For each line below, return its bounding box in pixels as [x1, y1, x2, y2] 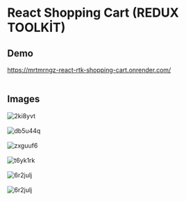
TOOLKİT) [7, 19, 66, 35]
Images [7, 93, 40, 105]
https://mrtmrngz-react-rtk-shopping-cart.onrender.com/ [7, 66, 171, 74]
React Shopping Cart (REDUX [7, 5, 179, 21]
